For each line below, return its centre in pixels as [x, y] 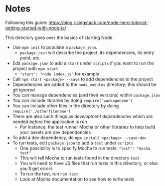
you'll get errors [36, 168]
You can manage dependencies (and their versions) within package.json [86, 95]
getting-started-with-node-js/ [36, 27]
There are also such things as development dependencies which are [82, 116]
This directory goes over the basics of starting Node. [59, 37]
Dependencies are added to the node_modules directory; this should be [84, 84]
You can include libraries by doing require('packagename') [73, 100]
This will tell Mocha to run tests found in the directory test [80, 157]
